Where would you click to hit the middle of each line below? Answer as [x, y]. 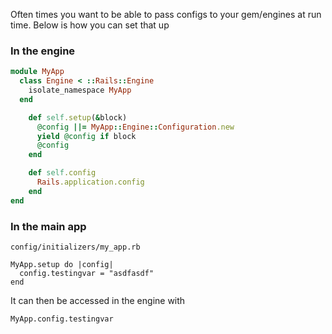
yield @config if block [86, 136]
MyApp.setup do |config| [62, 264]
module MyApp [37, 72]
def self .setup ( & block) [78, 117]
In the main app [48, 226]
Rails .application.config [90, 182]
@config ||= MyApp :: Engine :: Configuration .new [135, 127]
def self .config [62, 173]
